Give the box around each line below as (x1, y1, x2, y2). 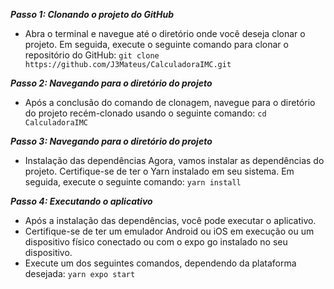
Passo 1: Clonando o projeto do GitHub (10, 9, 175, 20)
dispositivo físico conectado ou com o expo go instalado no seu (24, 236, 288, 248)
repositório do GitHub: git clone (24, 49, 160, 61)
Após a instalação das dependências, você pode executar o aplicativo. (24, 215, 317, 226)
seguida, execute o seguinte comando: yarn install (24, 176, 242, 188)
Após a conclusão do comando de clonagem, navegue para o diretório (24, 97, 316, 108)
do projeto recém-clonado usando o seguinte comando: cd (24, 107, 267, 119)
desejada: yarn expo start (24, 268, 136, 279)
